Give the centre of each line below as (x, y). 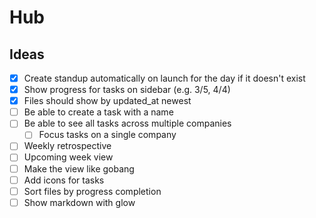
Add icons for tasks (64, 180)
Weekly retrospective (67, 146)
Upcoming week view (68, 157)
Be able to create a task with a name (98, 112)
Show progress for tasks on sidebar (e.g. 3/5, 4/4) (127, 90)
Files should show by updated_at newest (107, 101)
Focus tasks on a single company (107, 135)
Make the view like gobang (79, 168)
